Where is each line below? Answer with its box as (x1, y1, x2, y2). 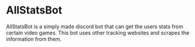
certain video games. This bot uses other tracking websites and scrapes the (6, 29, 190, 36)
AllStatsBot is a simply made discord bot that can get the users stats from (6, 23, 183, 30)
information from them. (6, 35, 62, 42)
